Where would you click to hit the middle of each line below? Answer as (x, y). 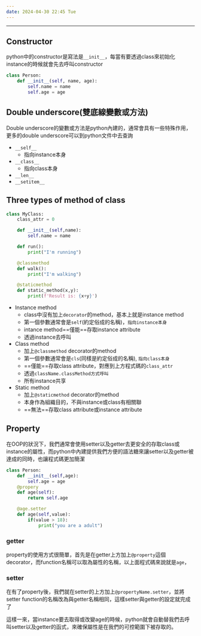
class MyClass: (25, 214)
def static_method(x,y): (48, 291)
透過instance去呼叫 (48, 337)
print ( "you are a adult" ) (70, 525)
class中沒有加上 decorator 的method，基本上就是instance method (104, 315)
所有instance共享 (45, 381)
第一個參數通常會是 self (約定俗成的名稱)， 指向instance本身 (95, 322)
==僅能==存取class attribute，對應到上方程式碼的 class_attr (98, 366)
